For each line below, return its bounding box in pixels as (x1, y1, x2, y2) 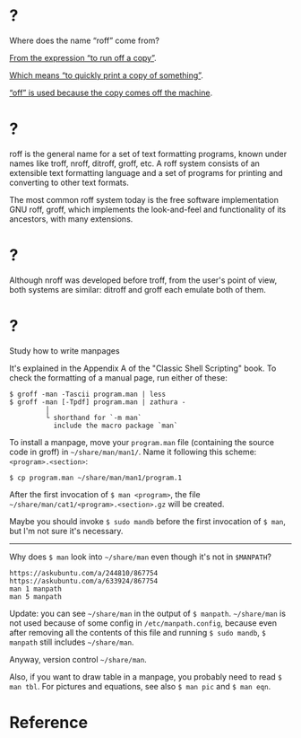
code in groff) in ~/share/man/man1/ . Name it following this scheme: (9, 446, 257, 457)
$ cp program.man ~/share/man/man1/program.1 (9, 473, 182, 482)
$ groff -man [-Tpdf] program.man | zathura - (9, 397, 186, 407)
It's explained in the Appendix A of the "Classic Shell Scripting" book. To (9, 363, 277, 373)
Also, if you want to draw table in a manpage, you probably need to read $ (9, 671, 282, 682)
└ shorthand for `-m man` (45, 413, 142, 422)
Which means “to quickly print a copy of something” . (9, 69, 203, 81)
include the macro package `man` (53, 421, 178, 430)
